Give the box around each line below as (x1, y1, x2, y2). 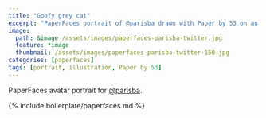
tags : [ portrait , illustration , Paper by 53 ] (8, 64, 162, 72)
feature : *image (15, 41, 69, 49)
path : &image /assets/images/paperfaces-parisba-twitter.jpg (15, 33, 223, 42)
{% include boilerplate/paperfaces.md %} (8, 100, 146, 110)
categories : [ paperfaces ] (8, 57, 94, 65)
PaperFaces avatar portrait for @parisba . (8, 85, 143, 95)
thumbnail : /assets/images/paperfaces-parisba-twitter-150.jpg (15, 49, 229, 57)
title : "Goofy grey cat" (8, 11, 91, 20)
